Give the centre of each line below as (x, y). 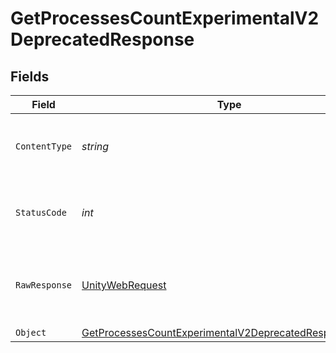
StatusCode (41, 212)
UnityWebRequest (124, 285)
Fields (30, 76)
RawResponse (44, 285)
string (95, 146)
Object (31, 332)
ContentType (44, 146)
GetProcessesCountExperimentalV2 (165, 18)
